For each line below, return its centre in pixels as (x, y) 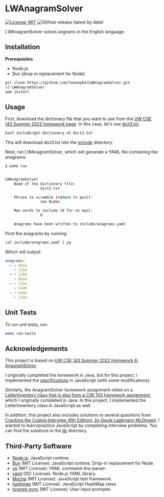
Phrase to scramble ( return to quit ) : (53, 197)
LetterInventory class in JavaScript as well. (48, 406)
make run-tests (21, 333)
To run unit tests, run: (27, 324)
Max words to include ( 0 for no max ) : (53, 211)
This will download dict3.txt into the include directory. (59, 142)
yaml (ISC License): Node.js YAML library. (54, 473)
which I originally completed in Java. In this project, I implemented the (75, 400)
